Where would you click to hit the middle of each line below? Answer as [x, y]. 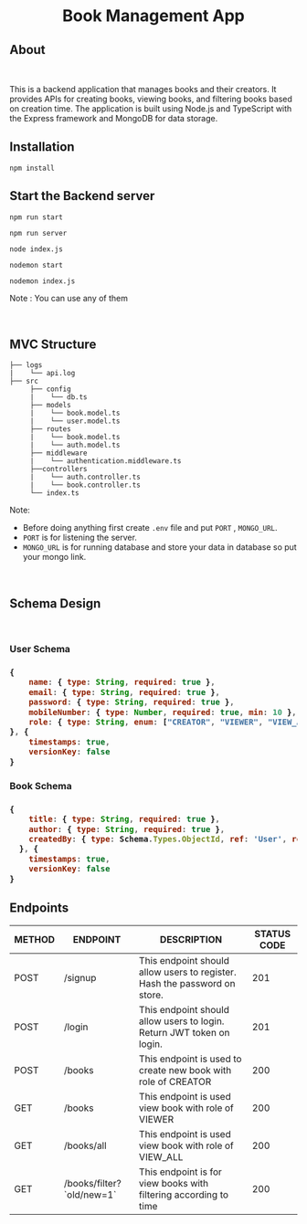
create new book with [185, 1070]
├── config [50, 389]
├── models [50, 406]
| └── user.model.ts [75, 421]
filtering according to [184, 1195]
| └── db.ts [59, 397]
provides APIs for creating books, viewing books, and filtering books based [151, 99]
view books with [174, 1183]
